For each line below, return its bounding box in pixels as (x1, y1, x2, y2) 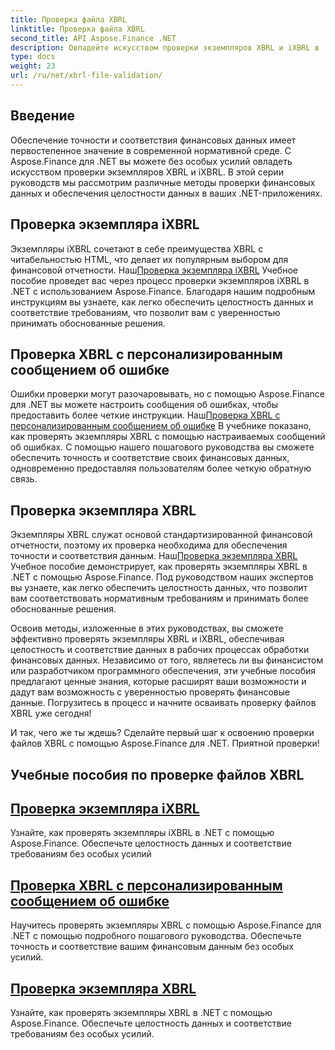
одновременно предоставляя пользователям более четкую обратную (10, 462, 312, 475)
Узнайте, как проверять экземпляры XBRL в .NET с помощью (10, 1006, 273, 1018)
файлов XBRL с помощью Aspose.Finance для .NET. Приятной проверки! (10, 737, 320, 750)
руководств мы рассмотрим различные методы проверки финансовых (10, 176, 316, 188)
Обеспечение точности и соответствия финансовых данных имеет (10, 134, 297, 146)
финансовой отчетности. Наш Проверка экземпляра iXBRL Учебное (10, 264, 298, 276)
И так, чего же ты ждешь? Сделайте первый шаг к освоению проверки (10, 727, 315, 739)
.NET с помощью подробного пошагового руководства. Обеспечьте (10, 930, 302, 942)
